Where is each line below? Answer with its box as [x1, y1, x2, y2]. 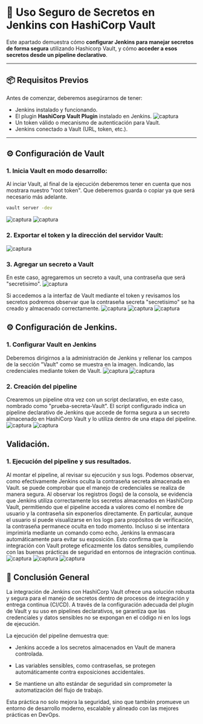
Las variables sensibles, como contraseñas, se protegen [14, 662, 156, 670]
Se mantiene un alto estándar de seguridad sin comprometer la [14, 680, 172, 688]
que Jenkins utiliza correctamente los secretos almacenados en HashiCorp [6, 496, 193, 504]
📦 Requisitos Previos [6, 75, 89, 85]
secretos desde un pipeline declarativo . [6, 51, 108, 58]
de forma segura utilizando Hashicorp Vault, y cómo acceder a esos [6, 45, 178, 52]
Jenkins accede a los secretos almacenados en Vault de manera [14, 644, 176, 651]
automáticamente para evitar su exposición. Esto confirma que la [6, 535, 168, 542]
